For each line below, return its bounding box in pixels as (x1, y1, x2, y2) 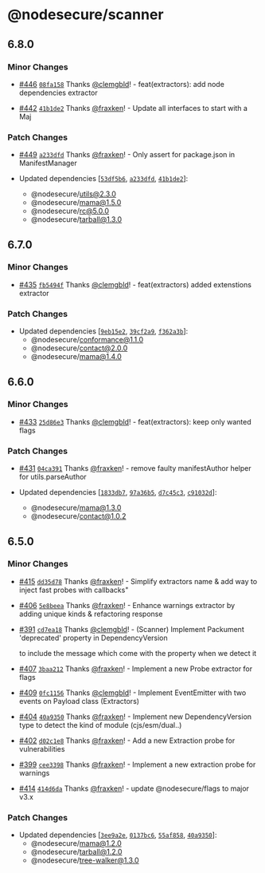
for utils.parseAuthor (18, 472, 87, 482)
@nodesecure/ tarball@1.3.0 (30, 215, 123, 224)
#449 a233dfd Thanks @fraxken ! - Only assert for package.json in (18, 150, 236, 160)
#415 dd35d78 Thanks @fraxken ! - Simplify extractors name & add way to (18, 576, 258, 586)
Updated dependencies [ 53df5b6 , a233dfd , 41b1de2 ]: (18, 174, 189, 184)
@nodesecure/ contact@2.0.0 (30, 343, 128, 353)
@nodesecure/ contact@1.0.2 (30, 512, 127, 521)
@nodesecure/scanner (7, 6, 164, 24)
